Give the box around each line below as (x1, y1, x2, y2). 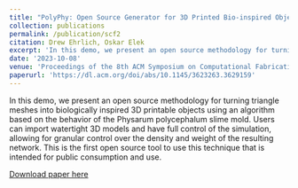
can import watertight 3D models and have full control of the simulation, (9, 123, 272, 134)
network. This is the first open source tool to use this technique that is (9, 142, 265, 153)
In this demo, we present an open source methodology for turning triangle (9, 95, 279, 106)
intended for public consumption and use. (9, 152, 162, 162)
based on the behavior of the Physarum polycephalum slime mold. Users (9, 114, 275, 124)
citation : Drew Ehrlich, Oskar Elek (9, 37, 145, 47)
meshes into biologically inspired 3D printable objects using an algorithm (9, 104, 275, 115)
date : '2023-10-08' (9, 54, 82, 63)
